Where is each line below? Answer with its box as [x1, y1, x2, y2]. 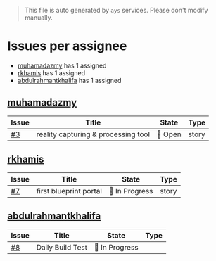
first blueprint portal [36, 186, 102, 196]
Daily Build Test [36, 243, 88, 253]
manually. [24, 13, 53, 22]
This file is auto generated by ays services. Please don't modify [24, 6, 208, 14]
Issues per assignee [7, 38, 127, 54]
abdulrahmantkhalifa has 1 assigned [17, 76, 122, 84]
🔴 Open [156, 129, 182, 139]
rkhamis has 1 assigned [17, 68, 86, 77]
